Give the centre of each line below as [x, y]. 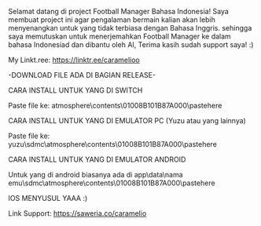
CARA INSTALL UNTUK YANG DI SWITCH [75, 90]
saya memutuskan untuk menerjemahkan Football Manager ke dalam [120, 36]
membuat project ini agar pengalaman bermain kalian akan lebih [112, 20]
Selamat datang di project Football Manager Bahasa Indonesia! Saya [119, 11]
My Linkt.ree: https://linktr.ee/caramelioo [74, 60]
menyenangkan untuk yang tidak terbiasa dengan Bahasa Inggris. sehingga [130, 28]
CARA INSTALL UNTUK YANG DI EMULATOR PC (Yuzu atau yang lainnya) [127, 120]
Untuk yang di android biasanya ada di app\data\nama [96, 175]
